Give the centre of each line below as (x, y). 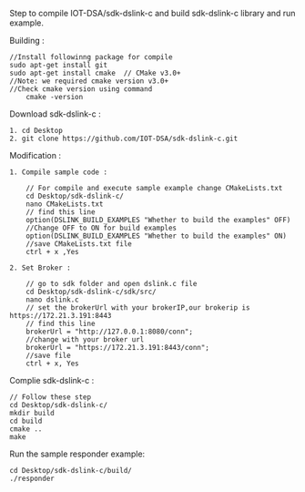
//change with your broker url (85, 340)
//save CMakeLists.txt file (79, 244)
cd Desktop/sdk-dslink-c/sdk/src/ (91, 292)
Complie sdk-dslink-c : (52, 380)
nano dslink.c (52, 300)
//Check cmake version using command (81, 89)
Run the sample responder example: (77, 454)
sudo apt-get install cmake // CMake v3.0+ (95, 73)
